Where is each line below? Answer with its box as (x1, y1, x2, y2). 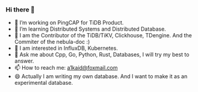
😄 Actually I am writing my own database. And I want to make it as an (14, 73, 188, 80)
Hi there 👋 (5, 5, 36, 14)
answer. (14, 57, 34, 65)
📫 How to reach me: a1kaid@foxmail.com (14, 64, 118, 72)
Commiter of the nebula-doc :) (14, 38, 90, 46)
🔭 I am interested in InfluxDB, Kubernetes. (14, 44, 118, 52)
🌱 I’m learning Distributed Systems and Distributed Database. (14, 25, 166, 32)
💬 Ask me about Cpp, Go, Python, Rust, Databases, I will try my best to (14, 51, 190, 58)
